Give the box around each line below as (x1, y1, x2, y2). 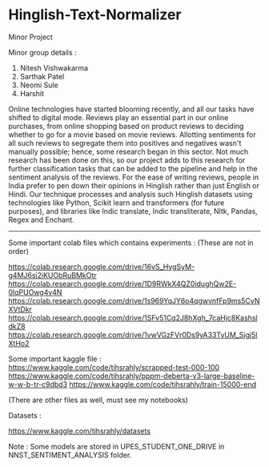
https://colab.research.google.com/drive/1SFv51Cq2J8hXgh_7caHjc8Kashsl (8, 312, 258, 322)
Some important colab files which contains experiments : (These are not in (8, 238, 254, 248)
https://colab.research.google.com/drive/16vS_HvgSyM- (8, 262, 195, 272)
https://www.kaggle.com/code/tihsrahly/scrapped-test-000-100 (8, 362, 220, 372)
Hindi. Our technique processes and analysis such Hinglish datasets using (8, 189, 253, 199)
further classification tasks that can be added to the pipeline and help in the (8, 163, 258, 173)
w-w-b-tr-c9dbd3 (8, 379, 68, 389)
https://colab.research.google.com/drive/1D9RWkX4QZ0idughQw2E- (8, 279, 237, 288)
